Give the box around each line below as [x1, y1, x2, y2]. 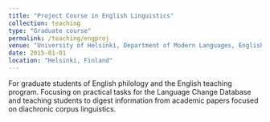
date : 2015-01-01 [8, 49, 67, 57]
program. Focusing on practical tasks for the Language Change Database [8, 87, 252, 96]
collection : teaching [8, 19, 81, 27]
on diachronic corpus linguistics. [8, 104, 117, 113]
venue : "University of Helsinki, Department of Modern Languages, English [8, 42, 264, 50]
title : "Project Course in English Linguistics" [8, 11, 174, 20]
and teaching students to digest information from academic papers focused [8, 96, 259, 105]
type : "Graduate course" [8, 26, 92, 35]
